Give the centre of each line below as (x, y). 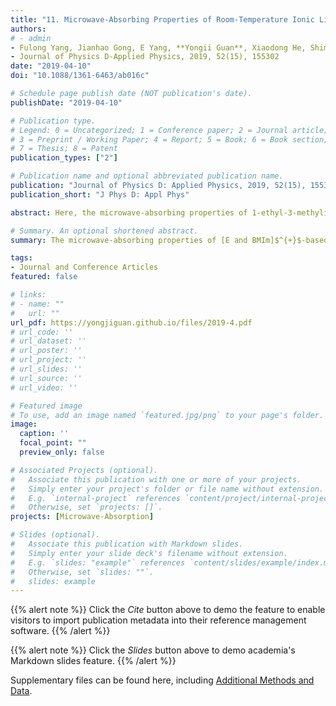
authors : (28, 29)
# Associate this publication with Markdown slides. (127, 544)
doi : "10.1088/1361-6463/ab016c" (80, 76)
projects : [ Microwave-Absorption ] (82, 517)
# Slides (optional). (55, 535)
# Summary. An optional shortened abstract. (104, 231)
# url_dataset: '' (48, 341)
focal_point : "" (53, 443)
